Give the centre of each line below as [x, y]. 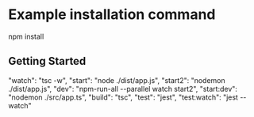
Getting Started [47, 61]
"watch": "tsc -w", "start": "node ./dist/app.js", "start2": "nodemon [117, 80]
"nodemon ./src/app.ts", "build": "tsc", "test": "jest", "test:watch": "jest [123, 97]
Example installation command [112, 15]
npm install [26, 36]
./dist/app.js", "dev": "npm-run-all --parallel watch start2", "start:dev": [123, 89]
